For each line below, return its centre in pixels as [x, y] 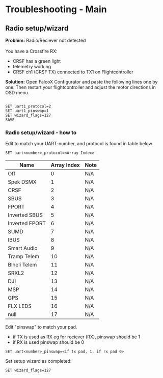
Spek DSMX [22, 182]
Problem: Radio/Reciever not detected [46, 40]
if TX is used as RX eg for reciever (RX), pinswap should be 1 [76, 337]
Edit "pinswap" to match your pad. [41, 327]
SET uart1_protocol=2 [28, 106]
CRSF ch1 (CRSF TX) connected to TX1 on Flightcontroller [73, 72]
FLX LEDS [20, 306]
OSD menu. [17, 92]
